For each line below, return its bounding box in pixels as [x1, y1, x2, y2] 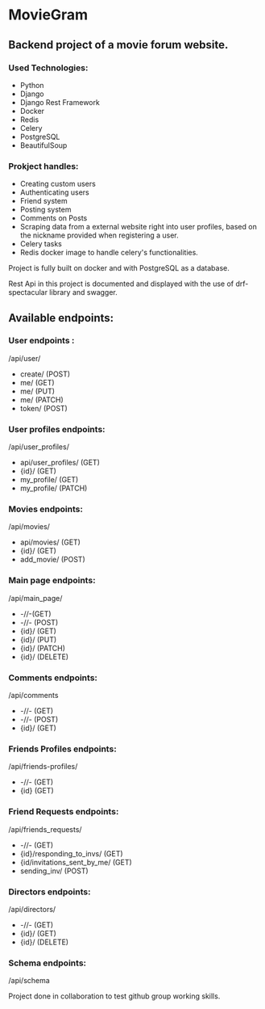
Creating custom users [19, 179, 97, 189]
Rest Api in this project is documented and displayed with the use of [8, 279, 234, 288]
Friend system [19, 196, 68, 206]
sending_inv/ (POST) [19, 866, 89, 876]
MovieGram [8, 6, 89, 24]
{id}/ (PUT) [19, 634, 57, 644]
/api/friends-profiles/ [8, 762, 78, 771]
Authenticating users [19, 187, 90, 197]
